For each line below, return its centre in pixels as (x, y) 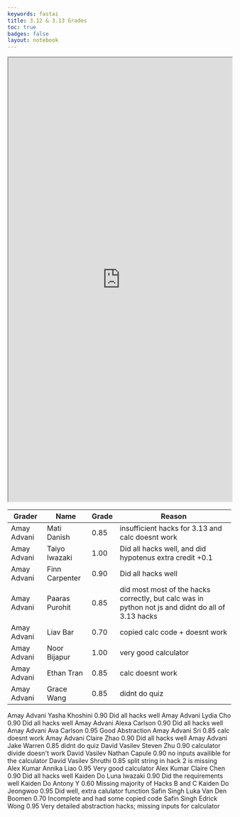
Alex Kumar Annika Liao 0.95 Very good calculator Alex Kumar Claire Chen (116, 769)
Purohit (59, 607)
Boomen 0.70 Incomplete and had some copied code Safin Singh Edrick (113, 799)
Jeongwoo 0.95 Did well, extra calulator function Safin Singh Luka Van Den (117, 791)
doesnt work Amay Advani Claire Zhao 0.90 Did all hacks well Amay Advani (117, 738)
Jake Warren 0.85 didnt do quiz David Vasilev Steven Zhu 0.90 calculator (114, 746)
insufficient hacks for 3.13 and (171, 529)
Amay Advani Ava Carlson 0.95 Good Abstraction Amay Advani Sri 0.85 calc (119, 731)
